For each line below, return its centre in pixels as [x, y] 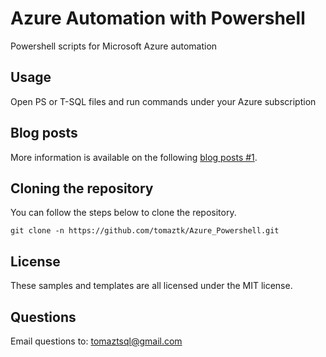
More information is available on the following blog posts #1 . [134, 157]
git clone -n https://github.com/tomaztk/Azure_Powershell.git [145, 231]
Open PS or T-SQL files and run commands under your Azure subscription [163, 101]
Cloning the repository [82, 188]
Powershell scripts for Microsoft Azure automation [114, 46]
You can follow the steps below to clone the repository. [123, 213]
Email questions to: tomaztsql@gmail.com [96, 341]
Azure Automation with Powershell [158, 18]
